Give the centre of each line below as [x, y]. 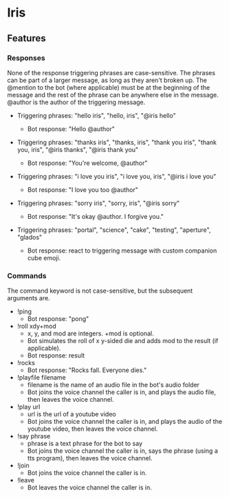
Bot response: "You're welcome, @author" [87, 163]
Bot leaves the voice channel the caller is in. [90, 487]
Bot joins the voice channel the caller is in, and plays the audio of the [124, 422]
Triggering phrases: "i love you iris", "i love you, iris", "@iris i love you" [117, 176]
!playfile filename [42, 378]
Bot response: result [56, 355]
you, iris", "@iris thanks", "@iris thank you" [78, 149]
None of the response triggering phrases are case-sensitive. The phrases [111, 72]
